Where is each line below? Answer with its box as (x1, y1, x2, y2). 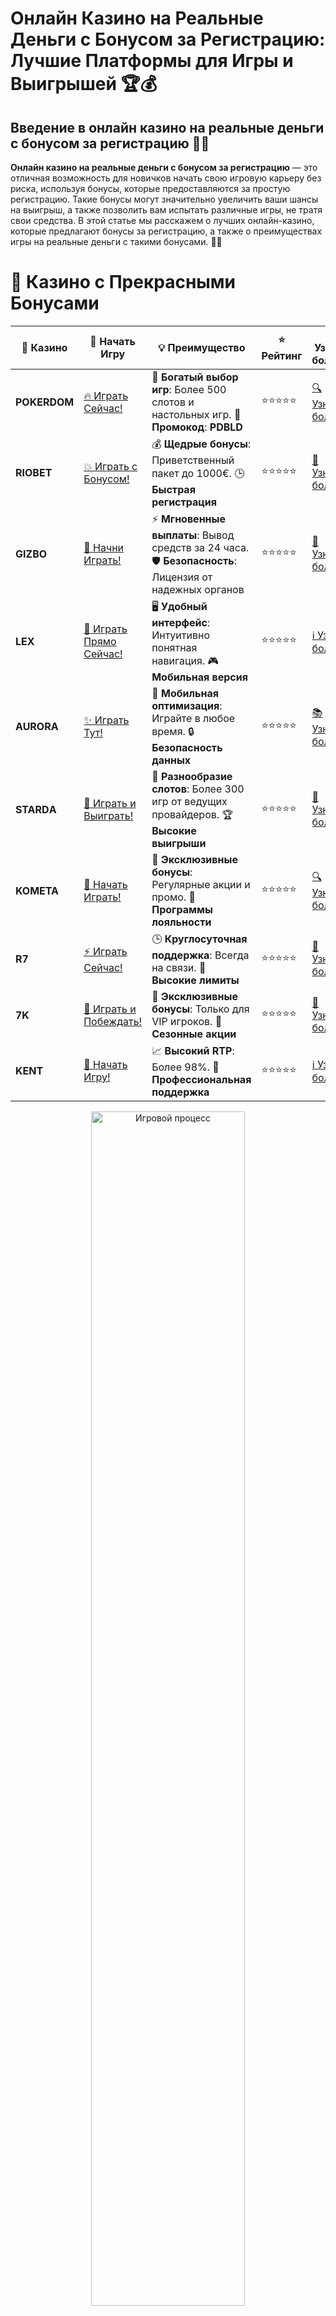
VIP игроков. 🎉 (151, 1014, 223, 1028)
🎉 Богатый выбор (151, 370, 239, 384)
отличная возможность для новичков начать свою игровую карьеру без (10, 172, 322, 184)
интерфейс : (151, 615, 211, 629)
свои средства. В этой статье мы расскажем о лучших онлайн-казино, (10, 215, 315, 226)
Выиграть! (83, 809, 134, 823)
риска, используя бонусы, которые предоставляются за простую (10, 183, 291, 194)
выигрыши (151, 836, 207, 850)
